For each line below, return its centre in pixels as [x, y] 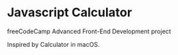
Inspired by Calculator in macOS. [53, 44]
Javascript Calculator [69, 13]
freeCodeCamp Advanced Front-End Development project [89, 31]
